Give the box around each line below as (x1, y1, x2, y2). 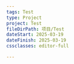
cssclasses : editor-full (6, 43, 69, 49)
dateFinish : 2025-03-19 (6, 37, 67, 43)
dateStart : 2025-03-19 (6, 32, 64, 38)
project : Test (6, 20, 42, 26)
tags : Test (6, 9, 34, 15)
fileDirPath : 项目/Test (6, 26, 65, 32)
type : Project (6, 15, 42, 21)
